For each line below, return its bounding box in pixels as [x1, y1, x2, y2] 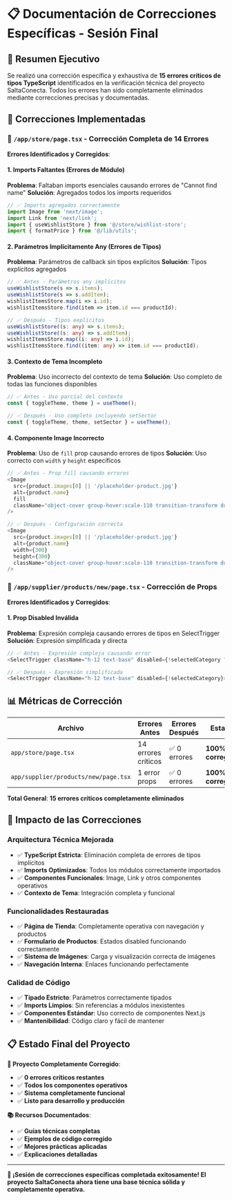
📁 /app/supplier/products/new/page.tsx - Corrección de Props [7, 582, 217, 592]
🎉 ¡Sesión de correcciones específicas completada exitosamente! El [7, 1170, 206, 1179]
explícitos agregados [7, 265, 67, 274]
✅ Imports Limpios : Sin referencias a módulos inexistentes [17, 1001, 185, 1010]
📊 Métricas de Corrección [7, 695, 123, 706]
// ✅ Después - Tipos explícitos [7, 317, 105, 324]
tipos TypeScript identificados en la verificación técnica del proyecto [7, 79, 205, 87]
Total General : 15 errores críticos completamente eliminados [7, 794, 184, 803]
